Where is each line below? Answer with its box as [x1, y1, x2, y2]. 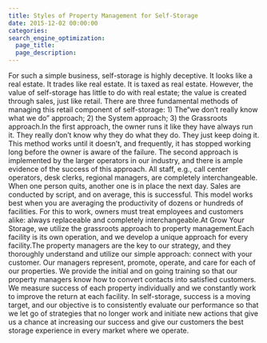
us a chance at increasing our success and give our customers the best [8, 317, 244, 326]
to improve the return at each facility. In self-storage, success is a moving [8, 292, 251, 301]
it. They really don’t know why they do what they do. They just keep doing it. [8, 130, 260, 140]
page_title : [15, 42, 56, 50]
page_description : [15, 49, 78, 57]
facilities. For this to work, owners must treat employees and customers [8, 207, 244, 216]
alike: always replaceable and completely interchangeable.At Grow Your [8, 215, 245, 225]
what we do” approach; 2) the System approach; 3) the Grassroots [8, 114, 228, 122]
